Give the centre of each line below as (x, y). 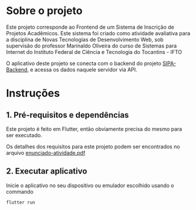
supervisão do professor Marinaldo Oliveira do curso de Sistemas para (92, 46)
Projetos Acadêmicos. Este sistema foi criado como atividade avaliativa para (98, 33)
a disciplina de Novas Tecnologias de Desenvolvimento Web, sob (85, 39)
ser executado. (24, 135)
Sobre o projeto (44, 11)
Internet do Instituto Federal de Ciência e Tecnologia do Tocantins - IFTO (94, 52)
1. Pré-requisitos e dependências (67, 115)
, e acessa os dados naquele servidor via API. (82, 69)
